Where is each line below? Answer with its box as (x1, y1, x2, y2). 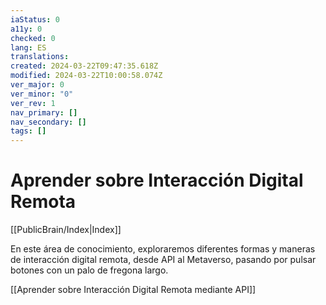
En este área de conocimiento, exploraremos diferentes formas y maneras (10, 243, 316, 255)
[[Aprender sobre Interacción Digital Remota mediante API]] (10, 284, 257, 296)
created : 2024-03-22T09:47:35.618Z (10, 61, 159, 71)
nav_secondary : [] (10, 117, 87, 127)
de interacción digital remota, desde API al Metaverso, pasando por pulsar (10, 254, 317, 266)
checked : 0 (10, 33, 56, 43)
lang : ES (10, 42, 47, 53)
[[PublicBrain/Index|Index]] (10, 224, 122, 236)
